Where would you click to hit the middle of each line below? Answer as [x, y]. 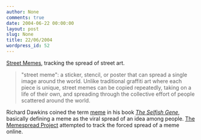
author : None [23, 12]
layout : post [23, 29]
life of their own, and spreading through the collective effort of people [108, 94]
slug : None [20, 35]
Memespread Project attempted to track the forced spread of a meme [93, 125]
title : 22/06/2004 [29, 40]
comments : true [25, 18]
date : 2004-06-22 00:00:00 [40, 23]
